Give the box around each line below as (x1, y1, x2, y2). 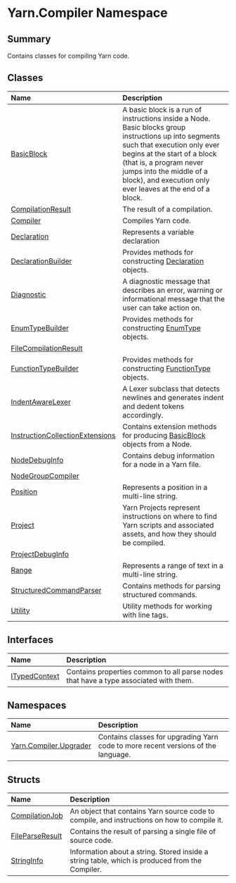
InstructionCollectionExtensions (11, 430, 116, 440)
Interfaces (7, 634, 54, 646)
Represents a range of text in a (122, 561, 223, 570)
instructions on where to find (122, 511, 218, 521)
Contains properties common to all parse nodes (66, 667, 223, 677)
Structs (7, 773, 41, 786)
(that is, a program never (122, 157, 204, 167)
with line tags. (122, 610, 169, 620)
